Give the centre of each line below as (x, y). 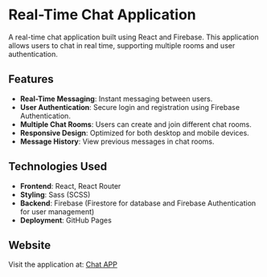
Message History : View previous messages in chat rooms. (117, 141)
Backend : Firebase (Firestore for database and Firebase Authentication (138, 203)
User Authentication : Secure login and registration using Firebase (129, 107)
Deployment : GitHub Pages (66, 220)
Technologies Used (58, 167)
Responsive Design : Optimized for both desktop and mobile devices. (134, 132)
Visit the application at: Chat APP (63, 265)
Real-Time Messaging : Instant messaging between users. (116, 99)
